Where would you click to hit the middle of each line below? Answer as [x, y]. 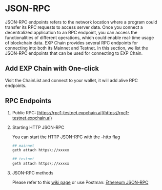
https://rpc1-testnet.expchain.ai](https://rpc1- [84, 112]
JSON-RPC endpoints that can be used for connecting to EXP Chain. [74, 53]
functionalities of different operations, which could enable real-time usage [80, 38]
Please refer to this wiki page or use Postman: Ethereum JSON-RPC [80, 182]
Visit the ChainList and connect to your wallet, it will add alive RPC [71, 80]
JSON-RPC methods [33, 173]
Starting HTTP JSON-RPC [38, 127]
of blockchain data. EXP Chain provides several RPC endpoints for [71, 42]
